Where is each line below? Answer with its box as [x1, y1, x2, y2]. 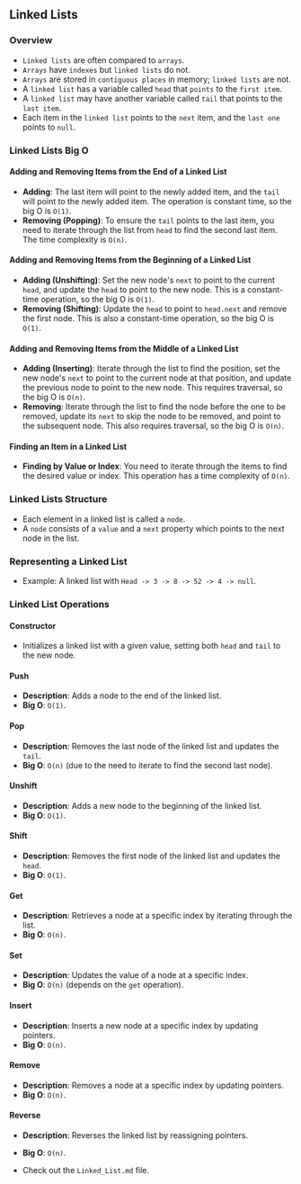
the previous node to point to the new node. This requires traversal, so [22, 382, 283, 393]
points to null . [22, 121, 76, 132]
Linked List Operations [9, 597, 111, 610]
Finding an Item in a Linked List [9, 441, 128, 452]
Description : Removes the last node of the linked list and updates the [22, 740, 279, 751]
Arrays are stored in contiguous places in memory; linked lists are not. [22, 74, 292, 85]
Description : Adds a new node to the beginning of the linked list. [22, 800, 262, 811]
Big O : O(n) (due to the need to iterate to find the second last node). [22, 759, 273, 770]
